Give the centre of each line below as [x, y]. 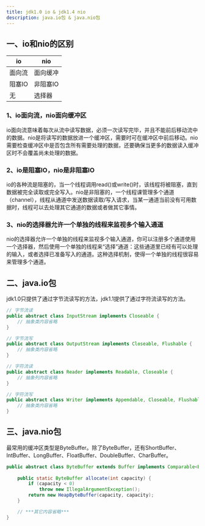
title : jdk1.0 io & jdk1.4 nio [46, 12]
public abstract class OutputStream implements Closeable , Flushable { [99, 344]
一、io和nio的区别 [40, 44]
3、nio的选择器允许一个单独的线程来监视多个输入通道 [85, 224]
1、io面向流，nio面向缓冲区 [46, 115]
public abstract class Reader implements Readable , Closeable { [90, 372]
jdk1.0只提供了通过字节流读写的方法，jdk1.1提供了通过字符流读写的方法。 [98, 299]
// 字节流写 [20, 338]
